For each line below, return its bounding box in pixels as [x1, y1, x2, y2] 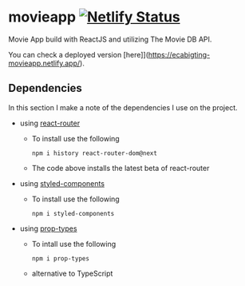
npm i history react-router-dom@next [31, 149, 158, 157]
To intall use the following [31, 239, 117, 248]
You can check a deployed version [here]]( [8, 50, 149, 59]
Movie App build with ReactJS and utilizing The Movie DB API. [8, 34, 212, 44]
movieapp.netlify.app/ [8, 58, 81, 68]
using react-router [19, 118, 81, 128]
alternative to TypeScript [31, 268, 113, 278]
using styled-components [19, 178, 105, 188]
